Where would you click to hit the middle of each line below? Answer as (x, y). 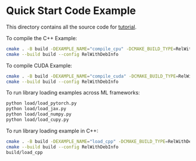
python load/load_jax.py (36, 109)
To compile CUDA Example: (39, 65)
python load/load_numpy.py (39, 114)
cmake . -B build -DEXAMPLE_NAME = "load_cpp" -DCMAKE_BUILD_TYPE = (87, 141)
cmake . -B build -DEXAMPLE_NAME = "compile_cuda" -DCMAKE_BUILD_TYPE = (92, 76)
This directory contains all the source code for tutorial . (71, 27)
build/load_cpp (24, 152)
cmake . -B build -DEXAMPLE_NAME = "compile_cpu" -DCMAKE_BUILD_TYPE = (91, 49)
